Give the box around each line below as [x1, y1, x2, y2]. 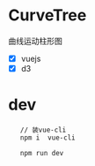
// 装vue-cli [19, 125, 67, 134]
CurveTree [8, 5, 87, 26]
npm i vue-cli [19, 133, 76, 142]
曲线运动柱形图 [8, 35, 62, 46]
